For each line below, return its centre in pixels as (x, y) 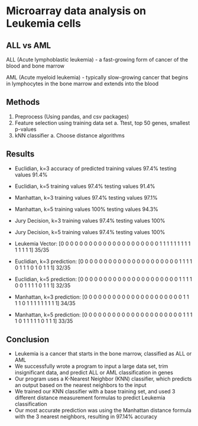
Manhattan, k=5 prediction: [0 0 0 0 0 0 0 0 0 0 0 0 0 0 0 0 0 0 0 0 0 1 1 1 (103, 315)
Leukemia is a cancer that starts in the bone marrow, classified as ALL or (103, 354)
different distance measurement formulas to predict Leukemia (90, 398)
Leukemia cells (44, 23)
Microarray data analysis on (76, 11)
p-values (25, 129)
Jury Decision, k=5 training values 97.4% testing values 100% (90, 232)
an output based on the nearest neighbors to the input (80, 385)
